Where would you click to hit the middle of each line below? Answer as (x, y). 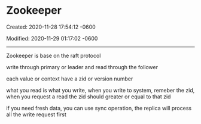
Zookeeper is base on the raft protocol (54, 55)
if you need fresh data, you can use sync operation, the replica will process (99, 108)
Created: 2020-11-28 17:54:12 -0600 (51, 27)
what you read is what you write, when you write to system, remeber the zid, (100, 90)
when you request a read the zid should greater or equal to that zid (89, 97)
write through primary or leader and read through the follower (82, 67)
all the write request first (36, 114)
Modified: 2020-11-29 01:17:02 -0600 (52, 38)
